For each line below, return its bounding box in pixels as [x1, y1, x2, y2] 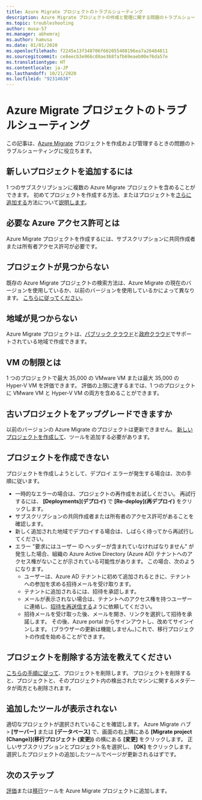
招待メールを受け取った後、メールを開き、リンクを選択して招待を [23, 610, 188, 617]
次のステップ [6, 770, 54, 780]
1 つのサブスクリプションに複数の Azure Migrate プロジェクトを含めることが [6, 183, 195, 191]
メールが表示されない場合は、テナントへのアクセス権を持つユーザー [23, 595, 192, 602]
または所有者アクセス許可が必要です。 [6, 242, 100, 250]
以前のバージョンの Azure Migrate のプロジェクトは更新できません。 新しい [6, 425, 194, 433]
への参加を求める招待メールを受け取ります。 [23, 580, 135, 587]
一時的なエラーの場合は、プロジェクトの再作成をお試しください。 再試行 [14, 490, 196, 497]
